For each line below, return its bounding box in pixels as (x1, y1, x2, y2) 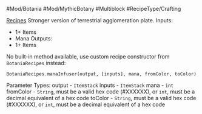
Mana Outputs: (15, 35, 53, 42)
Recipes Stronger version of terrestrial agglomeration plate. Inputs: (6, 17, 173, 24)
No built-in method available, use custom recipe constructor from (6, 53, 170, 60)
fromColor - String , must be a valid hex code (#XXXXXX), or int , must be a (6, 88, 195, 95)
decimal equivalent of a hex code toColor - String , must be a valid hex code (6, 95, 197, 101)
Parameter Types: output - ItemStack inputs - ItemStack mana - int (6, 81, 174, 89)
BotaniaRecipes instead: (6, 60, 66, 66)
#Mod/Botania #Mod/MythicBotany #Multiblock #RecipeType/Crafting (6, 5, 181, 12)
